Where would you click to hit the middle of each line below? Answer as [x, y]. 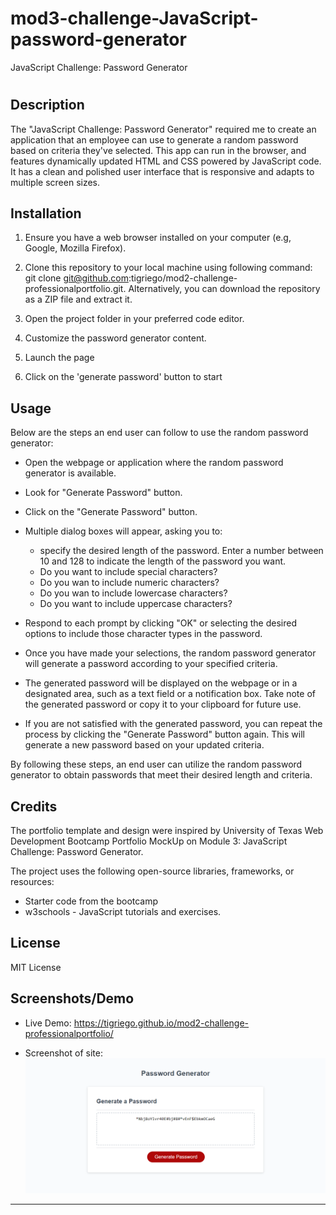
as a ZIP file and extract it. [78, 299]
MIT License [36, 967]
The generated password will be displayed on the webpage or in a [161, 683]
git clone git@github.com [76, 278]
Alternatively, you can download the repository [224, 289]
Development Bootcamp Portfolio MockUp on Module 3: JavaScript [149, 841]
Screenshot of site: [63, 1053]
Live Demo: [48, 1023]
